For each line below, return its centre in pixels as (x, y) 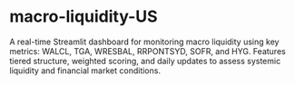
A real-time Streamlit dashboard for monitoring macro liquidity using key (144, 42)
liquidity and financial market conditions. (85, 71)
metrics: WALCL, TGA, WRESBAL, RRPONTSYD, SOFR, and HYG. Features (147, 51)
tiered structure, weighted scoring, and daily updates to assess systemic (145, 61)
